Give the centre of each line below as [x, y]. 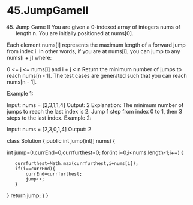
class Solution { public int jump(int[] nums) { [61, 140]
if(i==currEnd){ [35, 169]
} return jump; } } [28, 195]
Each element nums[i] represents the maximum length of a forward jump [96, 45]
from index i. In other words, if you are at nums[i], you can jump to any [94, 51]
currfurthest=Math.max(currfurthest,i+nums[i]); [76, 163]
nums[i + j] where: [29, 57]
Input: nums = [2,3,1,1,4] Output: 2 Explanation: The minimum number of [95, 105]
